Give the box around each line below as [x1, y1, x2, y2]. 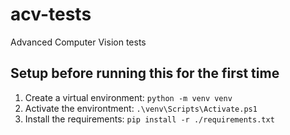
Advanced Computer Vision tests [10, 36, 147, 48]
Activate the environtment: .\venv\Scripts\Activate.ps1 [24, 102, 258, 114]
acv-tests [10, 3, 92, 26]
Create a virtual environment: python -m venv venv [24, 91, 233, 103]
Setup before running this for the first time [10, 65, 280, 82]
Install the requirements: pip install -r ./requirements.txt [24, 113, 275, 125]
